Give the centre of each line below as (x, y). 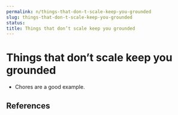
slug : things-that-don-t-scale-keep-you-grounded (70, 17)
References (28, 106)
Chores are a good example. (50, 87)
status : (16, 23)
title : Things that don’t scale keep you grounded (71, 28)
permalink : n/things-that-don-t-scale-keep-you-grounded (79, 12)
